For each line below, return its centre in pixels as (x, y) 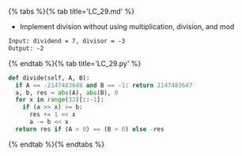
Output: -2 (26, 48)
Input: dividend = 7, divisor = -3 (67, 41)
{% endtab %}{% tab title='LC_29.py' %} (75, 63)
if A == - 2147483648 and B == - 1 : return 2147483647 (104, 85)
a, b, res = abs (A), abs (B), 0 (67, 93)
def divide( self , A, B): (49, 78)
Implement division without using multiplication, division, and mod (127, 26)
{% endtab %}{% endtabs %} (57, 144)
